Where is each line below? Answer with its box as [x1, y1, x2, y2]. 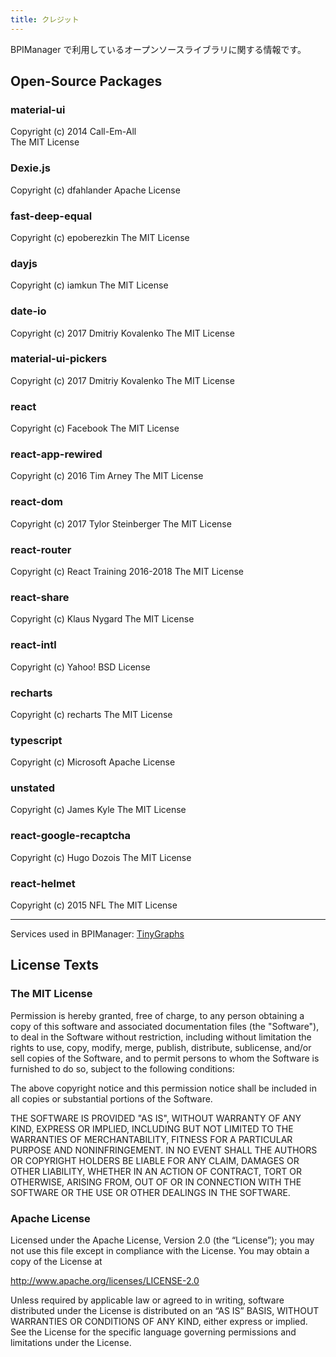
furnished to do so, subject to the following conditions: [10, 1062, 235, 1075]
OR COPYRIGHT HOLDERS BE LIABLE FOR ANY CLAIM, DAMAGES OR [10, 1154, 300, 1166]
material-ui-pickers [10, 352, 108, 366]
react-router [10, 542, 72, 556]
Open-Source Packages [10, 73, 163, 90]
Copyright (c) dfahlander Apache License [10, 184, 181, 196]
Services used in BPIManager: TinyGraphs [10, 928, 185, 940]
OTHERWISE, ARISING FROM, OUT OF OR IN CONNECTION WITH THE [10, 1176, 302, 1188]
